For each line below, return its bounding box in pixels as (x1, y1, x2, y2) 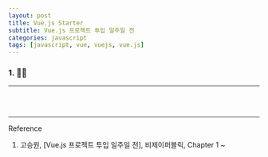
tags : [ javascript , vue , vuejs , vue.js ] (8, 41, 145, 49)
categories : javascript (8, 33, 88, 42)
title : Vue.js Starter (8, 19, 84, 27)
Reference (8, 124, 42, 133)
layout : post (8, 11, 52, 20)
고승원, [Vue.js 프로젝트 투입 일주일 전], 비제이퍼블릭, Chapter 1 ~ (19, 140, 226, 150)
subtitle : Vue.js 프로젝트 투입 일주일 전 (8, 26, 135, 34)
